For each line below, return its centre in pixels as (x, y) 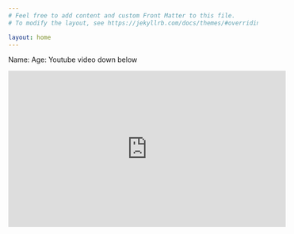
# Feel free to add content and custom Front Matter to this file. (122, 15)
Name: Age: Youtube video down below (73, 59)
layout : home (30, 37)
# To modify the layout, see (56, 23)
